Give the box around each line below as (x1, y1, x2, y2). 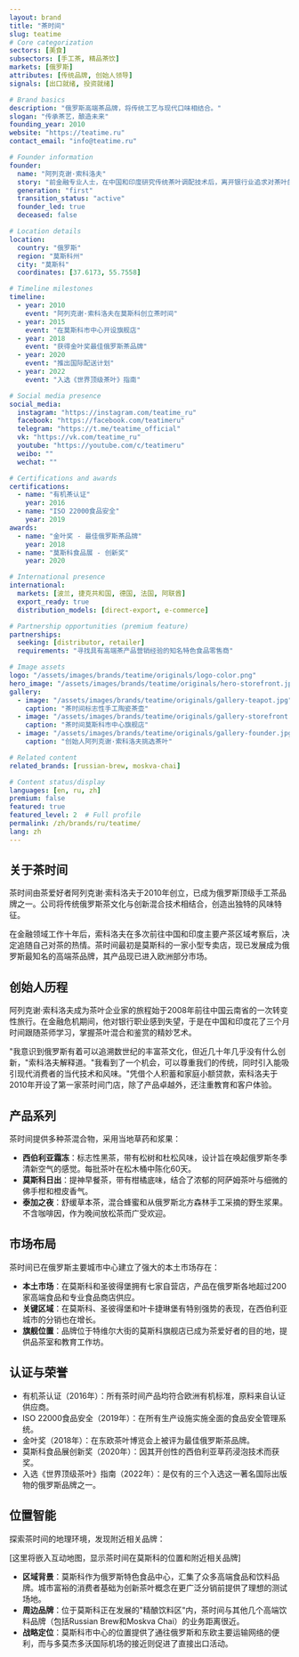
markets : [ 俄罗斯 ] (9, 63, 74, 72)
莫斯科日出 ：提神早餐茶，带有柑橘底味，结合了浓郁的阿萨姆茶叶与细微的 (21, 1174, 287, 1185)
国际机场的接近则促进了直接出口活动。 (92, 1637, 233, 1648)
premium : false (9, 794, 66, 803)
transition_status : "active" (17, 194, 125, 203)
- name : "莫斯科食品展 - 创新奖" (17, 548, 129, 557)
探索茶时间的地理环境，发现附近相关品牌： (9, 1533, 166, 1544)
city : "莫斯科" (17, 260, 69, 269)
